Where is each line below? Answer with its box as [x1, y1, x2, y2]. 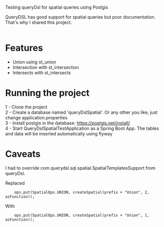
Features [5, 42, 43, 54]
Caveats [5, 148, 41, 160]
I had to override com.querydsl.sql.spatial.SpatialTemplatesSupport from [5, 165, 156, 171]
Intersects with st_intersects [12, 69, 71, 75]
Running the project [5, 88, 90, 99]
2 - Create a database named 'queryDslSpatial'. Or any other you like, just [5, 109, 158, 115]
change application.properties [5, 114, 68, 120]
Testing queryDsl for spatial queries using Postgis [5, 5, 108, 10]
